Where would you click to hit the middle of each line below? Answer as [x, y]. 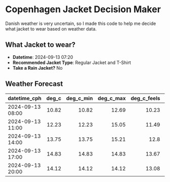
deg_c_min [79, 98]
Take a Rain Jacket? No [37, 68]
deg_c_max [112, 98]
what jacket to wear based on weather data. [51, 28]
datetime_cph [25, 98]
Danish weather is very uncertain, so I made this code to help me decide [81, 23]
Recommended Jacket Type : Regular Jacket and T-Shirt [72, 63]
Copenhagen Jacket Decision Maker [83, 9]
